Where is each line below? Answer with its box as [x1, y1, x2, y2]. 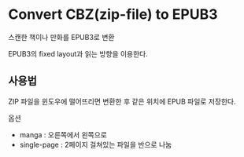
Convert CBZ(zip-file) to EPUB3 [8, 5, 218, 24]
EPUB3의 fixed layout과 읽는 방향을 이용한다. [8, 49, 148, 58]
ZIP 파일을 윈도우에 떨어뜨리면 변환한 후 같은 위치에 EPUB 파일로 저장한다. [8, 97, 236, 106]
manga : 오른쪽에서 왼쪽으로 [19, 130, 108, 139]
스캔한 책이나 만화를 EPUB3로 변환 [8, 32, 115, 42]
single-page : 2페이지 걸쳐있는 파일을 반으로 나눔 [19, 140, 172, 149]
